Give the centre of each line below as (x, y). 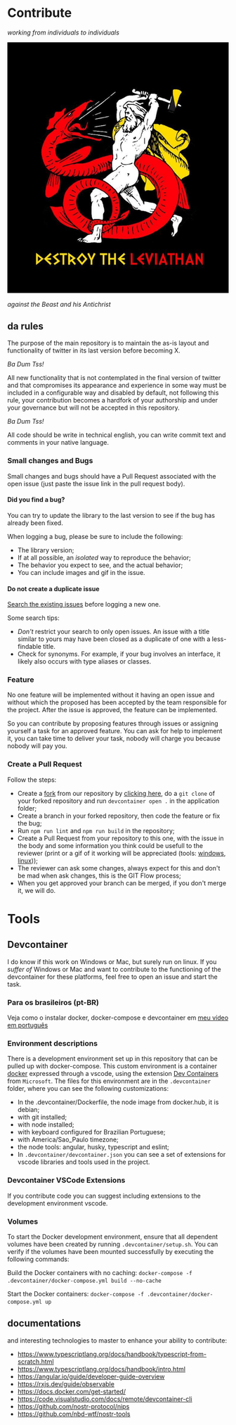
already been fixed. (35, 523)
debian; (28, 1110)
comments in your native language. (58, 443)
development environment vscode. (58, 1203)
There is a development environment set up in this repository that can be (112, 1059)
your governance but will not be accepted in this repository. (94, 408)
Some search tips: (33, 618)
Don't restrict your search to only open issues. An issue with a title (113, 632)
